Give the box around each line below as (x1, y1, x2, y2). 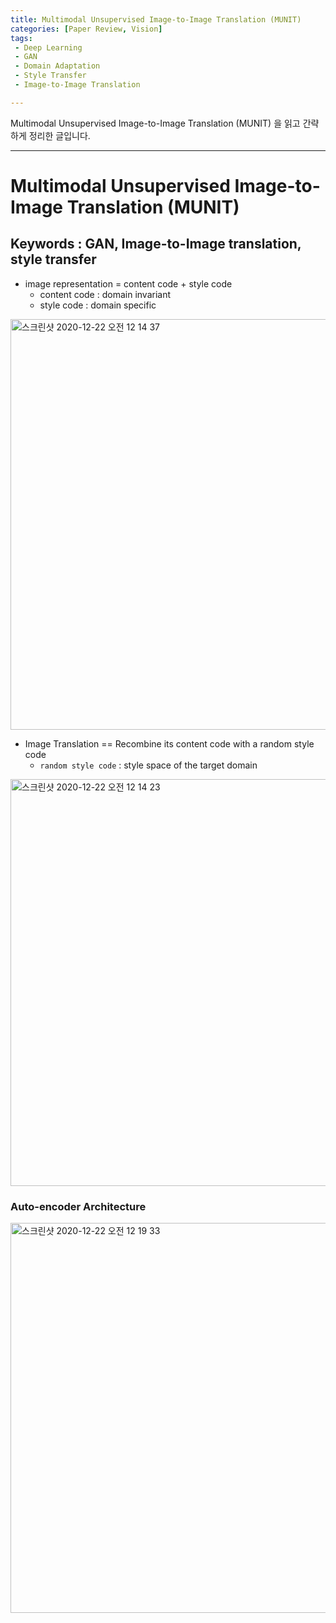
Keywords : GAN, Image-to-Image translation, (10, 236, 302, 253)
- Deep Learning (14, 42, 83, 53)
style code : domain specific (39, 299, 157, 311)
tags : (10, 33, 33, 43)
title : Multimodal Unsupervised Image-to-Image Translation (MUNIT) (10, 14, 302, 25)
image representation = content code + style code (24, 277, 233, 290)
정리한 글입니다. (28, 129, 91, 141)
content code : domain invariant (39, 288, 172, 300)
